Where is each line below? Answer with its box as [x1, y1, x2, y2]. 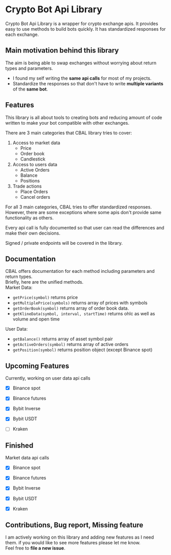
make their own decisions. [5, 230, 61, 236]
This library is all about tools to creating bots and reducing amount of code [5, 114, 162, 121]
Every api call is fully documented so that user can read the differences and [5, 224, 164, 230]
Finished [5, 441, 34, 450]
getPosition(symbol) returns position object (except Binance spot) [12, 346, 153, 353]
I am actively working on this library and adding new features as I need [5, 534, 154, 540]
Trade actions [12, 183, 42, 189]
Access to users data [12, 161, 58, 167]
